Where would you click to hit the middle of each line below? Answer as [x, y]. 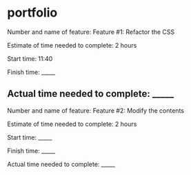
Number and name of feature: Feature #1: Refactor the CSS [91, 32]
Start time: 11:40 [30, 58]
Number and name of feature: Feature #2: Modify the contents [96, 110]
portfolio [32, 13]
